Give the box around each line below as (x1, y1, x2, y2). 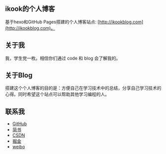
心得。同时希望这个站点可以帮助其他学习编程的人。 (5, 91, 110, 97)
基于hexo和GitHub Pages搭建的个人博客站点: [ (5, 19, 100, 25)
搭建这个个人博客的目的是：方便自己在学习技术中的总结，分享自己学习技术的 (5, 85, 162, 91)
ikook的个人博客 (5, 4, 55, 13)
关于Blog (5, 71, 33, 79)
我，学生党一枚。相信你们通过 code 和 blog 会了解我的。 (5, 55, 120, 61)
